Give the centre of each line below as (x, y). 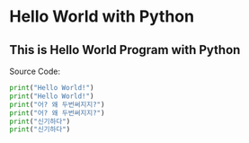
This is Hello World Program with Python (125, 50)
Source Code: (35, 71)
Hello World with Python (102, 17)
